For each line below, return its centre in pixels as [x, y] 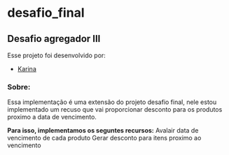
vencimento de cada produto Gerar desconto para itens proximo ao [104, 138]
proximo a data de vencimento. [52, 117]
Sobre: [19, 87]
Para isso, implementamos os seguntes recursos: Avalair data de [103, 131]
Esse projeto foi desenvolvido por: [57, 55]
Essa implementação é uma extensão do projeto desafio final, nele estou [112, 102]
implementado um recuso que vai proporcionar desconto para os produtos [115, 110]
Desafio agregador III [54, 39]
